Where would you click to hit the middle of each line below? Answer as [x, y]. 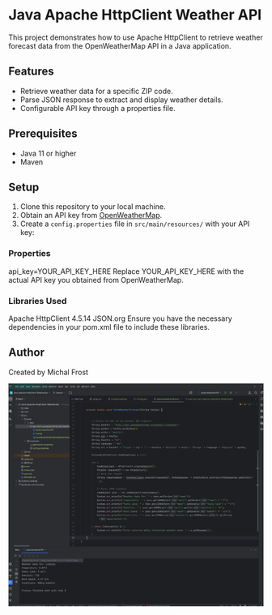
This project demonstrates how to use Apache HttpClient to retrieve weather [136, 37]
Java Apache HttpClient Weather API [135, 15]
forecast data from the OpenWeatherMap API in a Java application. [120, 45]
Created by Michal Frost [49, 372]
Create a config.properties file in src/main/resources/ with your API [135, 224]
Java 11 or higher [48, 153]
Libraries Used [38, 301]
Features [31, 72]
